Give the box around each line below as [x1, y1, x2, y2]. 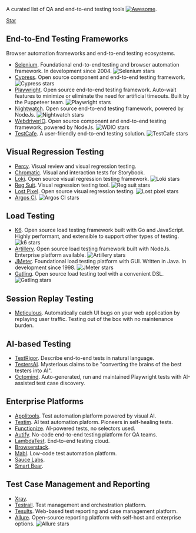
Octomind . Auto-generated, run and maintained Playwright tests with [14, 373, 182, 380]
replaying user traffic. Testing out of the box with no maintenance [14, 316, 174, 323]
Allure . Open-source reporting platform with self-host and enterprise [14, 514, 181, 521]
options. [14, 520, 35, 527]
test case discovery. [36, 380, 85, 387]
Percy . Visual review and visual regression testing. [14, 163, 137, 170]
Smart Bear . [14, 462, 44, 469]
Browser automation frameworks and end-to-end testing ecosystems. [6, 49, 175, 57]
